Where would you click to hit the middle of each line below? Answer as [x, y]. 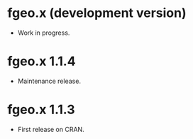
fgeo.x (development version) [97, 13]
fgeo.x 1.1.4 [42, 61]
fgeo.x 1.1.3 [42, 110]
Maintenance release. [49, 81]
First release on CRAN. [51, 129]
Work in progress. [44, 33]
